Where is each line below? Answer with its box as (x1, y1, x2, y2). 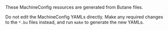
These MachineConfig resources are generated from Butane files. (5, 4, 144, 10)
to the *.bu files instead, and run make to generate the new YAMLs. (5, 19, 144, 25)
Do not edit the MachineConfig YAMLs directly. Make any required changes (5, 14, 163, 19)
